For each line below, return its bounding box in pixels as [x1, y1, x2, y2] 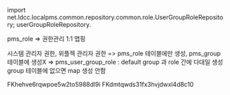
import [7, 6, 26, 14]
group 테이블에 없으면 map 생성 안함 [7, 67, 106, 74]
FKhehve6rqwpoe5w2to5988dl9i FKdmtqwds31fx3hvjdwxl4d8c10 [7, 81, 194, 88]
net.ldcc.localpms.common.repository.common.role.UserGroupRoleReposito [7, 13, 224, 21]
